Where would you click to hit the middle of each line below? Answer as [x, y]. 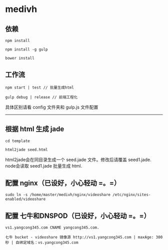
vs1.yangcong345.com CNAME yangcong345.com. [52, 228]
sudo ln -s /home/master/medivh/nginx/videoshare [58, 195]
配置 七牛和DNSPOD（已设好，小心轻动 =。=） [78, 216]
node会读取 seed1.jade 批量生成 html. [44, 165]
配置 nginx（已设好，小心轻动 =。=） [63, 183]
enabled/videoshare [25, 199]
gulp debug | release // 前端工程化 [41, 97]
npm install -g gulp [27, 49]
